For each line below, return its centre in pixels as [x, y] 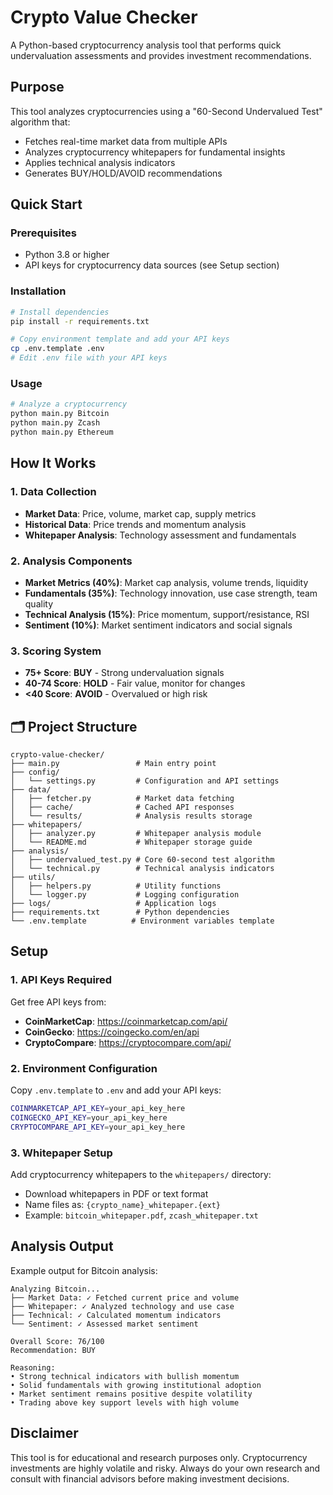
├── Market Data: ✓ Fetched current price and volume [125, 1297]
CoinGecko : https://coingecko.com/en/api [112, 1032]
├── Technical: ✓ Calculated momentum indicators [116, 1315]
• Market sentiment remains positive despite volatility [131, 1394]
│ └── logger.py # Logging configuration [125, 895]
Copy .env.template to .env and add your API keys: [116, 1090]
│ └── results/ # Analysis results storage [131, 816]
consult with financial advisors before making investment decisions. [150, 1478]
